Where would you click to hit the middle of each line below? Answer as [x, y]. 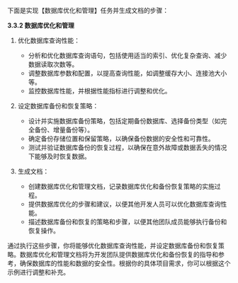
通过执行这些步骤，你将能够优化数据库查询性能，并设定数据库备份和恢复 [113, 246]
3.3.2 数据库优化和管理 [41, 25]
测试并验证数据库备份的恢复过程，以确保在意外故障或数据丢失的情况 [127, 148]
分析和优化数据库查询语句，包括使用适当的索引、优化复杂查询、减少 [127, 56]
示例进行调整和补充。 [38, 272]
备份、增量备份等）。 [64, 130]
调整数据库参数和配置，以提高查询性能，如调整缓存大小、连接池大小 [127, 73]
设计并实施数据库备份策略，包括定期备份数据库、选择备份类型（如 [124, 121]
